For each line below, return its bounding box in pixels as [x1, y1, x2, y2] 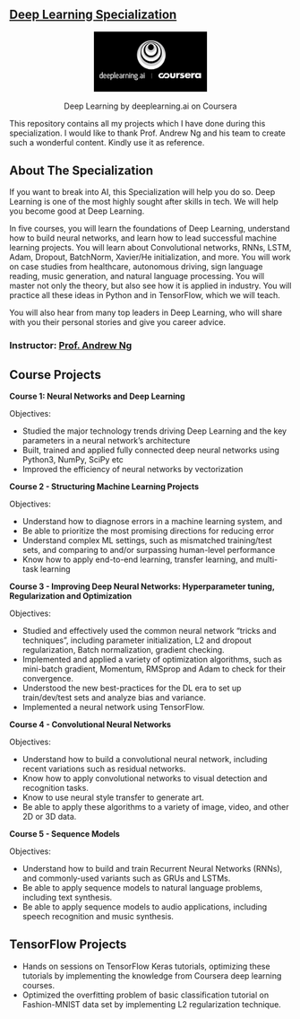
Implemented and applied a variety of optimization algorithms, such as [21, 654, 282, 665]
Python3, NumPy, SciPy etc [21, 454, 124, 465]
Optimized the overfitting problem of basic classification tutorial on [21, 989, 270, 1000]
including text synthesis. [21, 892, 113, 903]
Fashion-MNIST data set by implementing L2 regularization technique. [21, 998, 282, 1009]
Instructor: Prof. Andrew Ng [9, 339, 133, 352]
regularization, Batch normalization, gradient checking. [21, 645, 226, 655]
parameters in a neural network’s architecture [21, 435, 191, 446]
